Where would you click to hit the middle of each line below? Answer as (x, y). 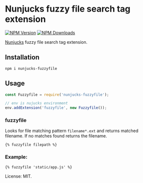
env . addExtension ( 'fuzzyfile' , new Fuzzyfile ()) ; (56, 108)
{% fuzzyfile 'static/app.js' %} (39, 167)
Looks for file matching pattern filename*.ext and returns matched (72, 131)
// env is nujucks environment (36, 103)
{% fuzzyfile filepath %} (31, 145)
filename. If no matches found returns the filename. (56, 136)
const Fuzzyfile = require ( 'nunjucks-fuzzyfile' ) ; (57, 95)
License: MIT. (19, 176)
